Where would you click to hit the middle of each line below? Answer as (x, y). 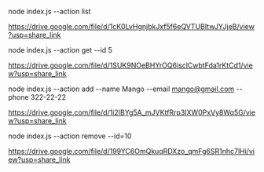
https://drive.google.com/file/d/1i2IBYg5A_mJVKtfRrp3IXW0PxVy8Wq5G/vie (132, 112)
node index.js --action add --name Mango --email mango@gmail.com (121, 89)
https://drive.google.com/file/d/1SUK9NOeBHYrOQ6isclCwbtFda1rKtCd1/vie (130, 65)
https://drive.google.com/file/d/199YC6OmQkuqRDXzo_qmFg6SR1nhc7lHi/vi (132, 151)
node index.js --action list (49, 11)
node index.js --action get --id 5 (60, 50)
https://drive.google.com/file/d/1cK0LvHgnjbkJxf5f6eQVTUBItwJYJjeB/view (132, 26)
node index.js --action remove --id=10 (70, 136)
